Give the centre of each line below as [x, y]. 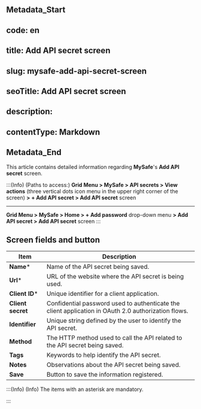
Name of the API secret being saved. [98, 267]
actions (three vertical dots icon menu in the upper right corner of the [92, 191]
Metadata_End [34, 152]
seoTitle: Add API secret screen [66, 91]
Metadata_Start [36, 10]
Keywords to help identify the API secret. [103, 355]
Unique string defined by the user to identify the [114, 321]
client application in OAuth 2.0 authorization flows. [117, 311]
